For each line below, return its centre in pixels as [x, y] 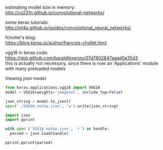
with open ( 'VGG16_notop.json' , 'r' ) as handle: [57, 129]
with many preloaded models [35, 68]
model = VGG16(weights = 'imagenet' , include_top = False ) [64, 92]
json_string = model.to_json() [38, 101]
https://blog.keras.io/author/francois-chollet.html [56, 43]
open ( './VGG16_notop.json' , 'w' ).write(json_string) [62, 106]
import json [18, 115]
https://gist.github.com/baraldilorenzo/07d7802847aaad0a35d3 [72, 58]
